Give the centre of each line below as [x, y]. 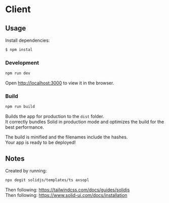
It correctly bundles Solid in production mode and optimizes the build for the [85, 122]
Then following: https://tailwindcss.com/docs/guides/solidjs [68, 190]
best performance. [25, 127]
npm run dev [18, 73]
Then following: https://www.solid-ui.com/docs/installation [66, 195]
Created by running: [26, 171]
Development [22, 63]
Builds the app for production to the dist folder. [55, 117]
